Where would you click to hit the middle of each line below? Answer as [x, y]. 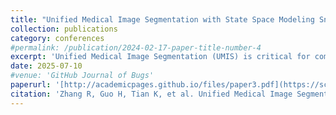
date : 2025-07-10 [46, 66]
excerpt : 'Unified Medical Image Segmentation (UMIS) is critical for [160, 57]
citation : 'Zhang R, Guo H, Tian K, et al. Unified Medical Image [151, 94]
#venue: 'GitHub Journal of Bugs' [82, 76]
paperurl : [31, 85]
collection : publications [64, 29]
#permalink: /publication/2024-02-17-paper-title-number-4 [136, 47]
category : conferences [57, 38]
